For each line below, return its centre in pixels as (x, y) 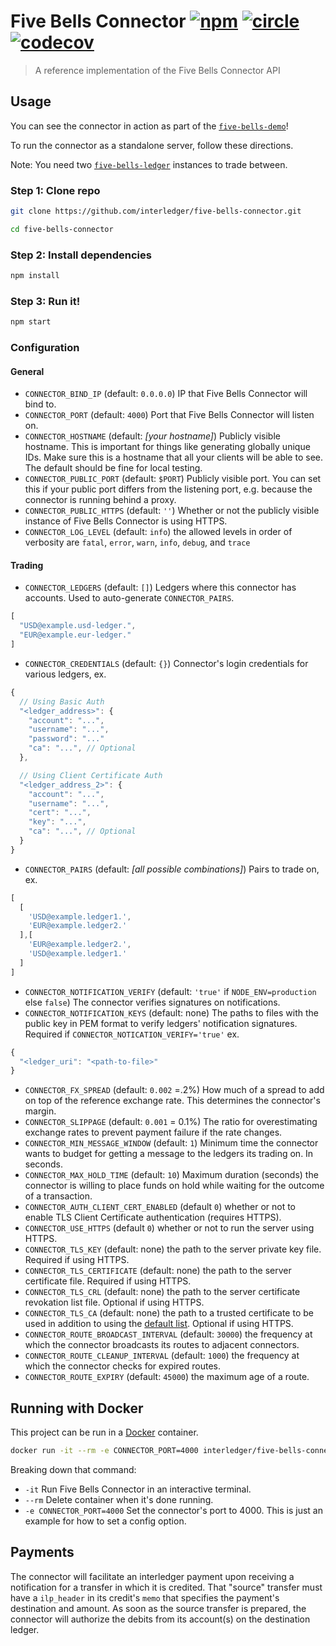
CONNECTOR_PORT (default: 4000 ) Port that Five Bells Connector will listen (169, 415)
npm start (31, 322)
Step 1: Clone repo (55, 190)
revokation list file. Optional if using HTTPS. (114, 1302)
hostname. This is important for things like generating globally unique (167, 447)
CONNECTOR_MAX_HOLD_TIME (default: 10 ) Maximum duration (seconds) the (171, 1175)
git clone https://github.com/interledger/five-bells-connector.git (156, 211)
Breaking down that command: (73, 1470)
